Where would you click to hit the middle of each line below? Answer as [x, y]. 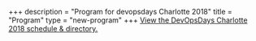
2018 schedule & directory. [53, 29]
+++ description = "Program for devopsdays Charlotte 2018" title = [121, 12]
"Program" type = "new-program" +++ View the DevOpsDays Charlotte [128, 20]
